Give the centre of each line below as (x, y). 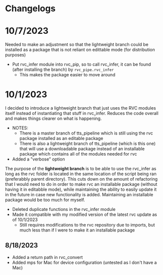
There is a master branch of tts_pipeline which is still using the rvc (86, 133)
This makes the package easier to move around (67, 75)
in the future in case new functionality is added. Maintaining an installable (79, 195)
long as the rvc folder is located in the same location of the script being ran (81, 174)
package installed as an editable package (61, 138)
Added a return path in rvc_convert (47, 257)
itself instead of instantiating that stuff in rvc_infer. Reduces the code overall (82, 114)
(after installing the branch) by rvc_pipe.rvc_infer (63, 69)
